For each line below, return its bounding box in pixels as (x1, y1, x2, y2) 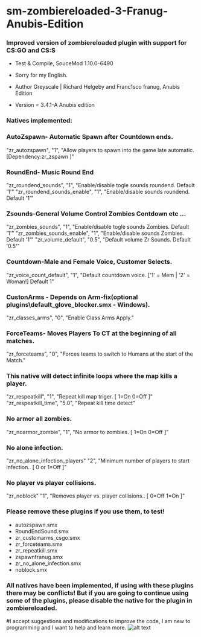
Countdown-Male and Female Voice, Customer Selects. (6, 258, 173, 266)
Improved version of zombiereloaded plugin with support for (6, 39, 187, 47)
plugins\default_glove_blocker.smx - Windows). (6, 300, 150, 309)
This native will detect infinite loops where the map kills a (6, 372, 178, 380)
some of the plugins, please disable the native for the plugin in (6, 596, 193, 604)
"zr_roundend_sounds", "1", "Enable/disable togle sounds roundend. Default (6, 182, 195, 188)
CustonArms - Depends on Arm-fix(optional (6, 293, 138, 301)
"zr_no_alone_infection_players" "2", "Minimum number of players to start (6, 457, 190, 464)
